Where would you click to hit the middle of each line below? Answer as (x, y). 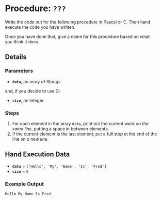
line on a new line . (30, 139)
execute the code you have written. (40, 27)
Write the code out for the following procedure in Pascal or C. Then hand (78, 22)
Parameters (19, 71)
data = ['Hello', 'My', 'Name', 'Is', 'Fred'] (59, 166)
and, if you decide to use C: (32, 91)
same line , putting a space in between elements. (60, 128)
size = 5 (20, 171)
